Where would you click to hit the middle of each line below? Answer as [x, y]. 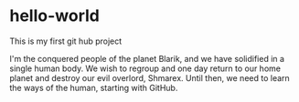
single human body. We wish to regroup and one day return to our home [145, 68]
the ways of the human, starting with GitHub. [94, 87]
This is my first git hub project [66, 41]
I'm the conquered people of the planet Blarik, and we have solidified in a [147, 58]
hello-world [55, 16]
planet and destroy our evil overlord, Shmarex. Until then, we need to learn [149, 77]
